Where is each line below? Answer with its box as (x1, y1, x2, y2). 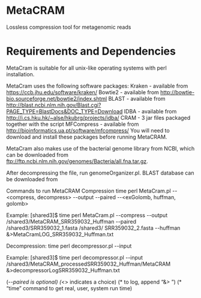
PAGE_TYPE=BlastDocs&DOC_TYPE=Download (6, 107, 123, 115)
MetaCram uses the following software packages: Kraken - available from (6, 82, 188, 89)
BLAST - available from (108, 95, 166, 102)
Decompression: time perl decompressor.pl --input (6, 242, 132, 249)
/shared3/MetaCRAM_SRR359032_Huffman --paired (6, 218, 137, 225)
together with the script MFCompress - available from (6, 121, 139, 128)
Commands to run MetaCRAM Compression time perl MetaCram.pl (6, 187, 171, 194)
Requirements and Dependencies (6, 44, 176, 58)
